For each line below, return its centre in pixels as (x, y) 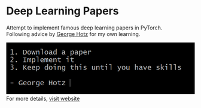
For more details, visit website (43, 98)
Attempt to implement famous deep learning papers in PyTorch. (84, 28)
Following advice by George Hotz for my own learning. (73, 34)
